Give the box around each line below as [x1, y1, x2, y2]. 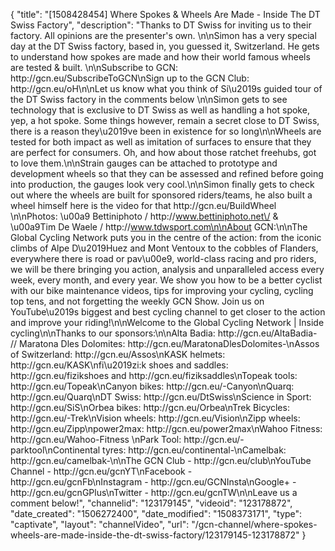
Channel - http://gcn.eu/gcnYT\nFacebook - [10, 465, 193, 477]
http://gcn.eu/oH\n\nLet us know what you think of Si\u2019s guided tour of [10, 83, 323, 94]
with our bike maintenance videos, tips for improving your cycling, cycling [10, 285, 314, 296]
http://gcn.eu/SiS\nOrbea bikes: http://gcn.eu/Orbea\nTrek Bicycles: [10, 402, 290, 413]
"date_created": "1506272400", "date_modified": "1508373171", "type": [10, 508, 303, 519]
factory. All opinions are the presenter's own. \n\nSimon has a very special [10, 30, 317, 41]
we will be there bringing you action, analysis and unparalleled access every [10, 264, 325, 275]
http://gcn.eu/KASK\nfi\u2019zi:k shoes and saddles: [10, 359, 229, 371]
